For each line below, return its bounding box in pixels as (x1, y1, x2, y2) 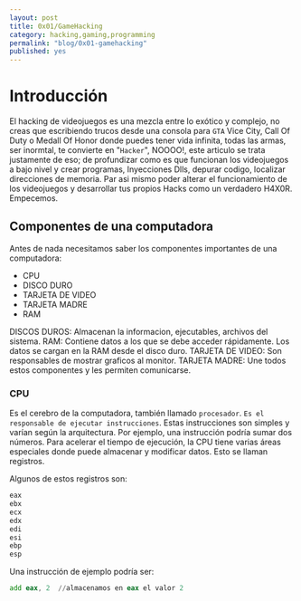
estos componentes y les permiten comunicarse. (9, 364, 192, 376)
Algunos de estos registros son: (9, 473, 128, 484)
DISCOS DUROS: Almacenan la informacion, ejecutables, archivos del (9, 326, 268, 337)
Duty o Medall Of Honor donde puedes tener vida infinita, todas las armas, (9, 135, 287, 146)
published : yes (9, 47, 67, 56)
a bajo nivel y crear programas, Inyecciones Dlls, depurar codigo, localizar (9, 164, 287, 175)
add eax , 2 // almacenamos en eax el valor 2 (9, 584, 183, 593)
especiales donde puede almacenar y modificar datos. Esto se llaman (9, 446, 268, 457)
